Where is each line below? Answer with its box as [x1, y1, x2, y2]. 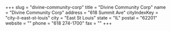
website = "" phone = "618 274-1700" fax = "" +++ [5, 20, 112, 26]
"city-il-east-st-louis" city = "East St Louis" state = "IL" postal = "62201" [5, 15, 158, 20]
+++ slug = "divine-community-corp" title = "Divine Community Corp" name [5, 4, 166, 10]
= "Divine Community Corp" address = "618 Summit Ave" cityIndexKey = [5, 9, 159, 15]
